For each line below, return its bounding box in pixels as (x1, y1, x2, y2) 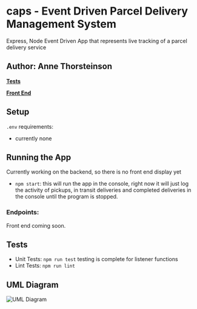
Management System (6, 17, 117, 31)
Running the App (6, 152, 72, 162)
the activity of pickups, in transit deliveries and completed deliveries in (15, 186, 192, 194)
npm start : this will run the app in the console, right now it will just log (15, 180, 189, 188)
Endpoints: (6, 208, 39, 217)
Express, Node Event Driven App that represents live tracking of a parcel (6, 37, 188, 44)
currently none (15, 135, 52, 142)
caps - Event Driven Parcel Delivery (6, 4, 189, 18)
